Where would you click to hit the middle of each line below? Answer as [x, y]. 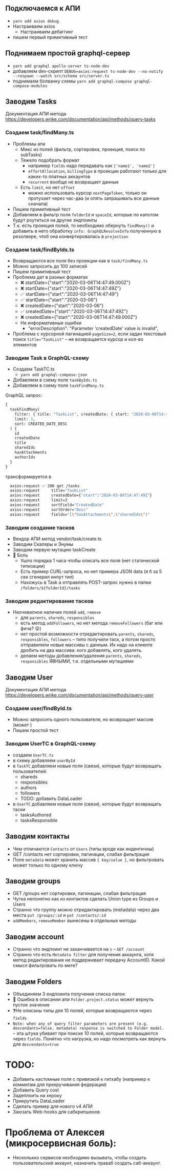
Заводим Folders [34, 982]
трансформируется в [28, 477]
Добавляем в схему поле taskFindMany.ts [58, 385]
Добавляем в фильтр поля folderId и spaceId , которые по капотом [85, 214]
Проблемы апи [29, 143]
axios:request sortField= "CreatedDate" [57, 505]
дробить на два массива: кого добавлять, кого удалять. [81, 650]
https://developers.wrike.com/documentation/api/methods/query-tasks [81, 119]
